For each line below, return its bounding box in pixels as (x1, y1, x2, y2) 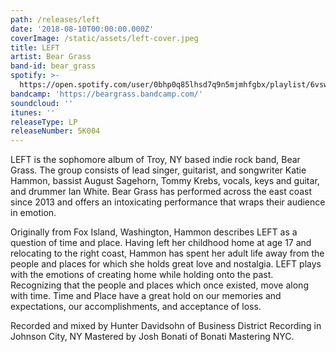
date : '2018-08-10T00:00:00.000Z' (10, 24, 155, 34)
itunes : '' (10, 107, 56, 118)
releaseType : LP (10, 117, 78, 127)
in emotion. (10, 207, 57, 219)
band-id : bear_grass (10, 61, 97, 71)
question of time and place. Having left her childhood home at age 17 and (10, 237, 312, 249)
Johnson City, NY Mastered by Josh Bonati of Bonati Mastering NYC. (10, 331, 295, 343)
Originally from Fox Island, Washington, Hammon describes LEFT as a (10, 226, 298, 238)
